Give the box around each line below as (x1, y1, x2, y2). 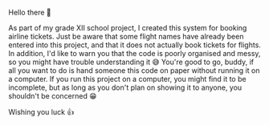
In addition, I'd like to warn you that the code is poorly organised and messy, (8, 49, 261, 58)
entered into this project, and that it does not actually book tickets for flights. (8, 40, 261, 50)
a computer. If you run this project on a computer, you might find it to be (8, 75, 247, 83)
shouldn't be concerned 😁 (8, 91, 97, 100)
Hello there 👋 (8, 8, 52, 17)
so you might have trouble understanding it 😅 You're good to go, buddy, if (8, 57, 255, 67)
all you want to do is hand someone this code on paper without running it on (8, 66, 260, 75)
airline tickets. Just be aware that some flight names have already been (8, 32, 244, 41)
